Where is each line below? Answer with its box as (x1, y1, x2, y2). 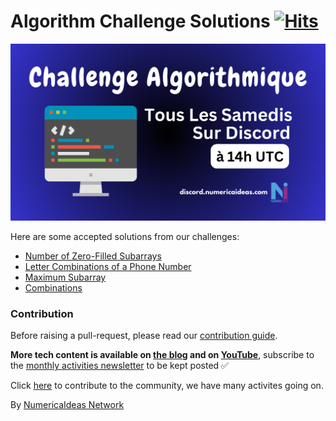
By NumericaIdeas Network (10, 399, 125, 411)
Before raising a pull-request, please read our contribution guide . (10, 330, 278, 342)
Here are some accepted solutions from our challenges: (10, 230, 240, 242)
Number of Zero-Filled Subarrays (24, 250, 162, 262)
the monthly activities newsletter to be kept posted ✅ (10, 360, 229, 372)
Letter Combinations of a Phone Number (24, 260, 192, 272)
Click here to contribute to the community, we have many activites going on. (10, 380, 324, 392)
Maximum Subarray (24, 271, 107, 283)
